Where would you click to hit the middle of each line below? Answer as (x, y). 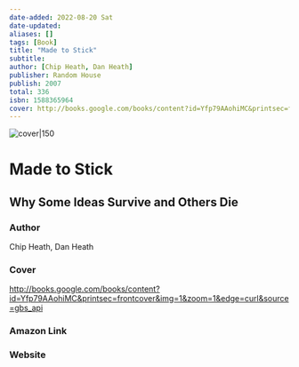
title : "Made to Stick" (53, 51)
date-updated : (36, 26)
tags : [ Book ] (33, 42)
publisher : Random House (55, 76)
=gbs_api (26, 308)
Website (28, 355)
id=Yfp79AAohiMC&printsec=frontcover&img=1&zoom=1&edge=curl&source (149, 299)
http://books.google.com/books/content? (85, 289)
